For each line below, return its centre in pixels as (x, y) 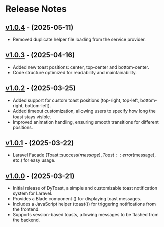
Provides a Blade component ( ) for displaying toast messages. (77, 199)
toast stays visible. (32, 117)
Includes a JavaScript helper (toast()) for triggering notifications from (84, 204)
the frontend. (26, 209)
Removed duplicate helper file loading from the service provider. (79, 39)
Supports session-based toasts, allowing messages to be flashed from (86, 215)
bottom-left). (38, 105)
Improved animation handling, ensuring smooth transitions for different (86, 122)
